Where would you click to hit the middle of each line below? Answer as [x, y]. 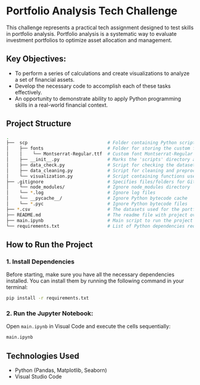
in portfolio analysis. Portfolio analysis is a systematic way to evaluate [91, 33]
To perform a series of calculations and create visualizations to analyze [102, 73]
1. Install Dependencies [40, 262]
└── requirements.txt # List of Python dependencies [96, 226]
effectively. [28, 92]
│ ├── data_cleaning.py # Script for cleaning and [90, 170]
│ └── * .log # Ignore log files [81, 193]
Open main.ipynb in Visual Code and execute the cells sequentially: [88, 327]
